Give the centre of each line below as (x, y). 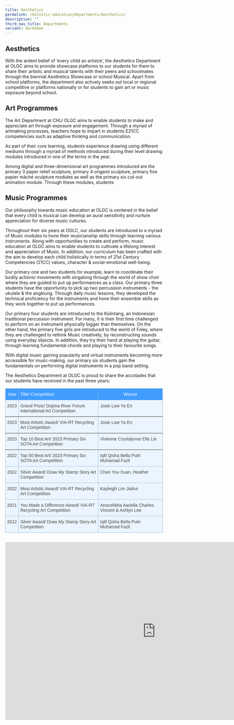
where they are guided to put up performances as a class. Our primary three (84, 282)
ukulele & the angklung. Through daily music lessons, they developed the (80, 293)
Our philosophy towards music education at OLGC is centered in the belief (82, 210)
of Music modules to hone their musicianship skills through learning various (83, 235)
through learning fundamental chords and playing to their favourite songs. (81, 345)
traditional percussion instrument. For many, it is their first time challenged (82, 318)
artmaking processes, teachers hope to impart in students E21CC (72, 131)
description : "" (22, 19)
